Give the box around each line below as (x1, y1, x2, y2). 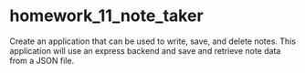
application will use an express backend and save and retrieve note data (9, 45, 281, 56)
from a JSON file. (9, 55, 75, 66)
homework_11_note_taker (9, 5, 204, 26)
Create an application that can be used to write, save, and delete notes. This (9, 36, 297, 47)
